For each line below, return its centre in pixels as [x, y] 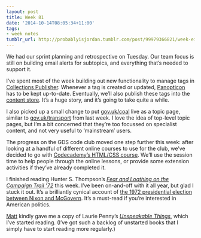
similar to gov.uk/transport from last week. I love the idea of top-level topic [98, 118]
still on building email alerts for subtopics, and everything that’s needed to [97, 63]
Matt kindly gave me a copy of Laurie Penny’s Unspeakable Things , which [97, 216]
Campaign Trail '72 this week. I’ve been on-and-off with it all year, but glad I [100, 185]
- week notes [22, 34]
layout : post [22, 12]
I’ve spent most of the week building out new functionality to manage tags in [100, 81]
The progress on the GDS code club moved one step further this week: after [100, 142]
